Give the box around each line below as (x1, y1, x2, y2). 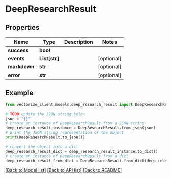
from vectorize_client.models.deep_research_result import (5, 102, 133, 107)
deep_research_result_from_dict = (5, 158, 79, 163)
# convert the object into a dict (5, 144, 79, 149)
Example (5, 89, 34, 97)
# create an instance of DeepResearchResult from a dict (5, 153, 129, 159)
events (8, 55, 25, 62)
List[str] (39, 55, 60, 62)
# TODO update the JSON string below (5, 111, 85, 117)
